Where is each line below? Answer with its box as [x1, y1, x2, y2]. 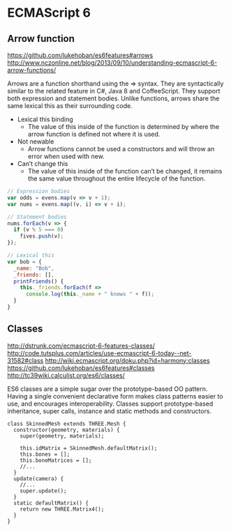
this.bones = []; [20, 451, 70, 458]
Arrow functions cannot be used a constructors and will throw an [27, 145, 215, 153]
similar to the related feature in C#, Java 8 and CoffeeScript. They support [7, 87, 221, 95]
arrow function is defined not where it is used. [27, 130, 161, 138]
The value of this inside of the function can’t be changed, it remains [27, 167, 223, 175]
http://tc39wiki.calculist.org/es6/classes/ [7, 371, 126, 379]
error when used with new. [27, 152, 105, 160]
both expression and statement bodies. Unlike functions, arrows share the [7, 94, 220, 102]
